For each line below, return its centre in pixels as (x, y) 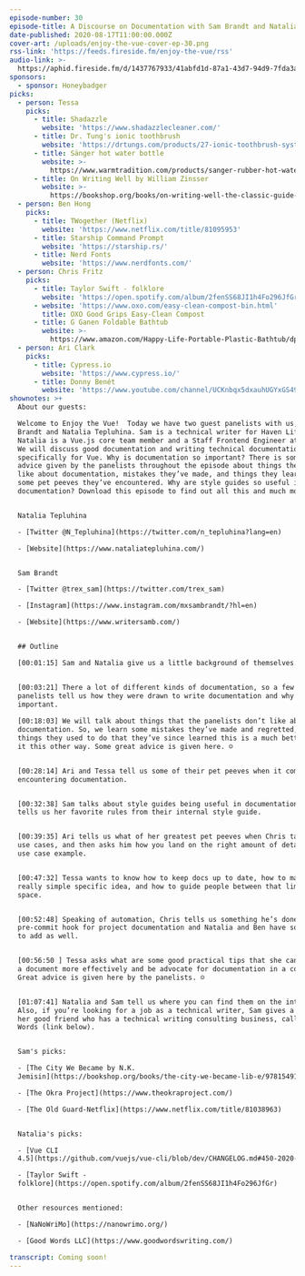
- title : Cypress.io (72, 365)
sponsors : (28, 77)
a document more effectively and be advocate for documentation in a (152, 969)
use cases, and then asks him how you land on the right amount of (148, 846)
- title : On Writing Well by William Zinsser (121, 178)
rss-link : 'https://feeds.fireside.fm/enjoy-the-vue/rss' (121, 52)
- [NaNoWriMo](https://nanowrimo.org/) (93, 1224)
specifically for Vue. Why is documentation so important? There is (150, 457)
